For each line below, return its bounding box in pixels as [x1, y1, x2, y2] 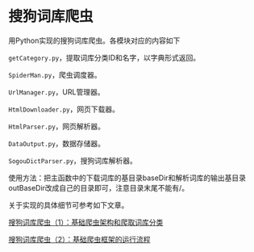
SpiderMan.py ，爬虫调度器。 [8, 69, 102, 79]
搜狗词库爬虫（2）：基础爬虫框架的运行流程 [8, 234, 151, 244]
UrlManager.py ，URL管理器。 [8, 86, 105, 97]
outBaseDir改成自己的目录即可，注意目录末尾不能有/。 [8, 183, 189, 192]
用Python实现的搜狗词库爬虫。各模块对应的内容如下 [8, 36, 181, 45]
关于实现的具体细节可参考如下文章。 [8, 199, 129, 210]
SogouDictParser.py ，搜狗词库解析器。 [8, 155, 137, 166]
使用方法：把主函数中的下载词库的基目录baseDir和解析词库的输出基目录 [8, 173, 246, 183]
